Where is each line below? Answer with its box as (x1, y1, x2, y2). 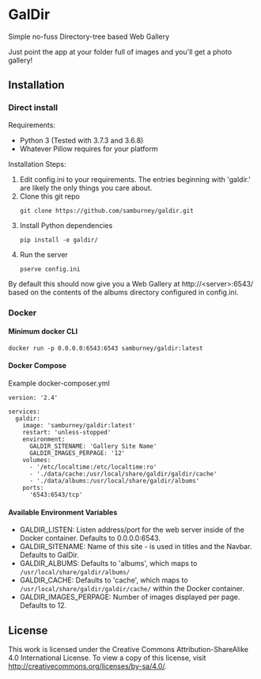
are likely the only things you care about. (19, 183, 153, 192)
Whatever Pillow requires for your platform (19, 144, 158, 154)
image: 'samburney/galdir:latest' (22, 421, 136, 429)
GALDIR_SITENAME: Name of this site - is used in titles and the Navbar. (19, 542, 252, 552)
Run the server (19, 249, 69, 259)
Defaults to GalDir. (19, 550, 79, 560)
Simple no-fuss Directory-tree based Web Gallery (8, 32, 170, 41)
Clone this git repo (19, 192, 81, 201)
